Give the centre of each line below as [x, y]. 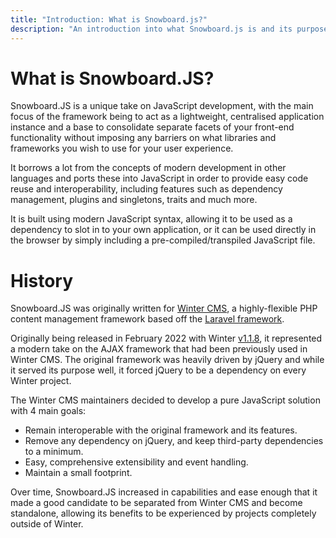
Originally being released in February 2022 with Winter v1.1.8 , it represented [166, 338]
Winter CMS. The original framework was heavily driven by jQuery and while [167, 360]
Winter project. [41, 381]
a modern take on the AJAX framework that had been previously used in [159, 349]
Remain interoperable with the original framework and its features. [161, 430]
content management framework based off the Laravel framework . [147, 319]
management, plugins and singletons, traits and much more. [134, 200]
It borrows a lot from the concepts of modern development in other [148, 168]
